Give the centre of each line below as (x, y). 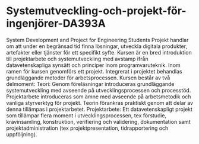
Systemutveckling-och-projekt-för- (96, 11)
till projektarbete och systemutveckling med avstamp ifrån (77, 59)
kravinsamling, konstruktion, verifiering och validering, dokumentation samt (99, 121)
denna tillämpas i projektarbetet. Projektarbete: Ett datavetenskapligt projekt (99, 109)
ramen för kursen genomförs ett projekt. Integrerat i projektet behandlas (94, 71)
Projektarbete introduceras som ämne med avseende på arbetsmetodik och (99, 97)
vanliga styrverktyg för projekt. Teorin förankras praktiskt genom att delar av (100, 103)
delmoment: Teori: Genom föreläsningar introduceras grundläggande (90, 84)
